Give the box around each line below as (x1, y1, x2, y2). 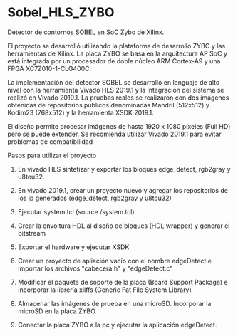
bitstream (17, 229, 46, 237)
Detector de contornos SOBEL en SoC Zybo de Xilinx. (7, 28, 165, 36)
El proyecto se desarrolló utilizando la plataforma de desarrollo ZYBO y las (7, 41, 226, 50)
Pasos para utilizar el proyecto (7, 151, 97, 159)
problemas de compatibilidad (7, 137, 93, 146)
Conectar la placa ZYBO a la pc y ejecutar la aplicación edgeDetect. (17, 320, 217, 329)
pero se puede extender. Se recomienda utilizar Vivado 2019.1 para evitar (7, 130, 222, 138)
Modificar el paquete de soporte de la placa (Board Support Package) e (17, 278, 228, 286)
